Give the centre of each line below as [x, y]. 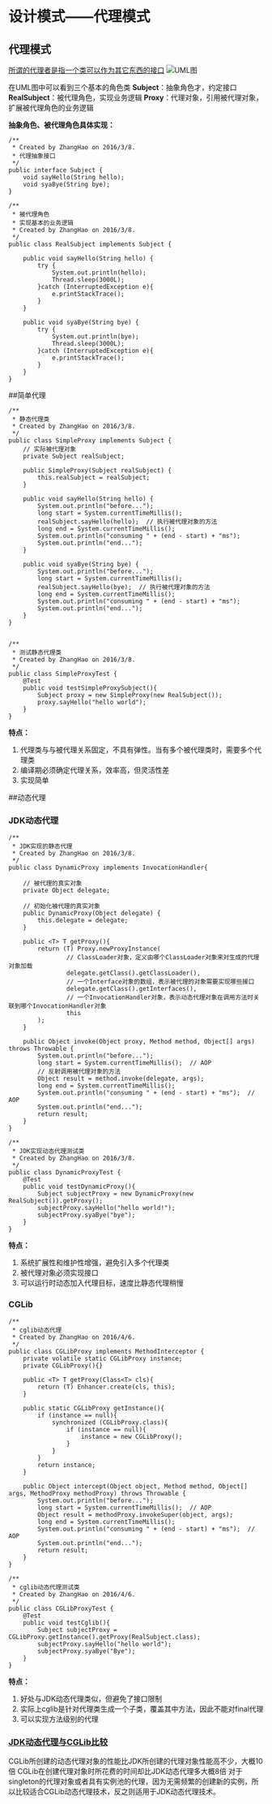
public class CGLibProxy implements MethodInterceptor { [106, 1351]
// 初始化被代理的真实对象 [62, 906]
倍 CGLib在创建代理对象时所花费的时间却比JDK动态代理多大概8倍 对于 [125, 1771]
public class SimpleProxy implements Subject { [90, 441]
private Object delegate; [67, 891]
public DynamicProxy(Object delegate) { [92, 914]
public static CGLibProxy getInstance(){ [93, 1408]
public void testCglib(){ [67, 1623]
